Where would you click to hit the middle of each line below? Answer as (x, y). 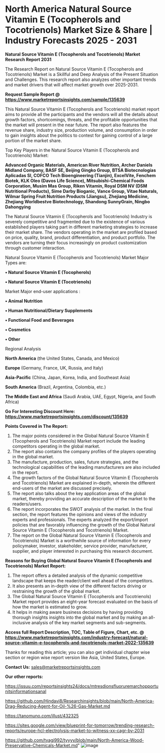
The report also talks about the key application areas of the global (79, 493)
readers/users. (27, 504)
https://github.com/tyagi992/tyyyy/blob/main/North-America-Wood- (75, 740)
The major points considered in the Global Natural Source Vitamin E (81, 436)
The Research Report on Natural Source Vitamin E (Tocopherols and (74, 69)
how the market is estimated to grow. (50, 607)
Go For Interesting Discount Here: (40, 411)
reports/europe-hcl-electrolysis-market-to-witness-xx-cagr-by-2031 (75, 730)
